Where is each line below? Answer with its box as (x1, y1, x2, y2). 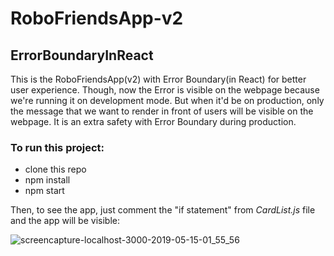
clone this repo (24, 163, 87, 176)
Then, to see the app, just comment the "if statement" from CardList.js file (10, 204, 316, 216)
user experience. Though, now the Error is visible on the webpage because (10, 84, 320, 96)
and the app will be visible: (10, 215, 120, 227)
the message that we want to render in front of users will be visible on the (10, 105, 314, 117)
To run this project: (10, 140, 105, 154)
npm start (24, 185, 65, 197)
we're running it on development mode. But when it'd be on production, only (10, 95, 325, 106)
